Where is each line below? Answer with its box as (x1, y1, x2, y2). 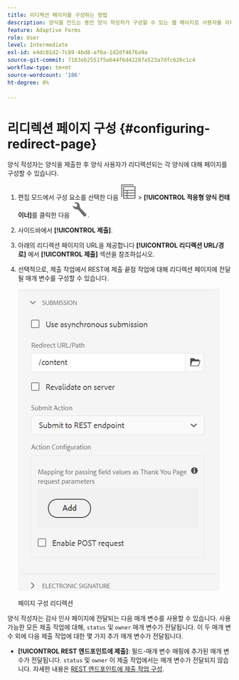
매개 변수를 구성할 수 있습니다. (25, 274, 109, 282)
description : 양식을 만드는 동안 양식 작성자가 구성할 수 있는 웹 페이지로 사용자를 (7, 18, 222, 26)
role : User (7, 34, 40, 41)
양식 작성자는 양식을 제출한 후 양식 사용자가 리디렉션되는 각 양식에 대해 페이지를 (7, 160, 228, 169)
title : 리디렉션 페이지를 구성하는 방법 (7, 11, 108, 18)
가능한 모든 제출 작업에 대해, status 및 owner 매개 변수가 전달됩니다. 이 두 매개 (7, 623, 224, 632)
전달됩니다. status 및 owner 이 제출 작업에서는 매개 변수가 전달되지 (31, 656, 216, 664)
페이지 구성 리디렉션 (17, 599, 73, 607)
